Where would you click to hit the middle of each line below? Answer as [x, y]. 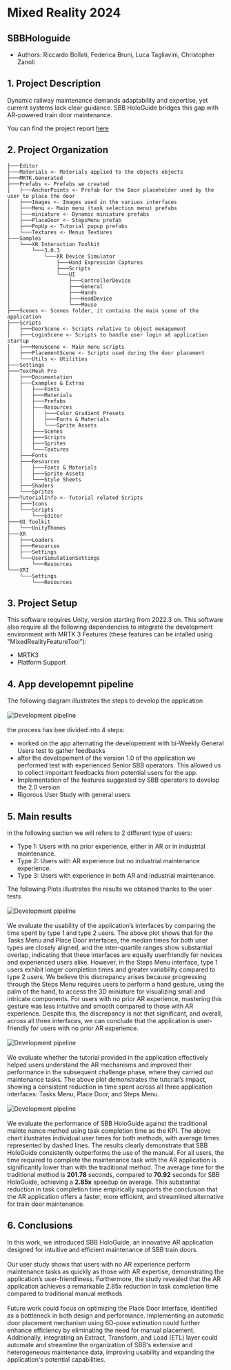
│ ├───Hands [52, 292]
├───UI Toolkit [29, 522]
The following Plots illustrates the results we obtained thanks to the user [110, 889]
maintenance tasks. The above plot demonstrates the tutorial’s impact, [107, 1080]
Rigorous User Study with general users [74, 795]
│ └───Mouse [52, 305]
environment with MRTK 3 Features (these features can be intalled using [110, 634]
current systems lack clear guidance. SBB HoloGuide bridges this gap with [113, 108]
